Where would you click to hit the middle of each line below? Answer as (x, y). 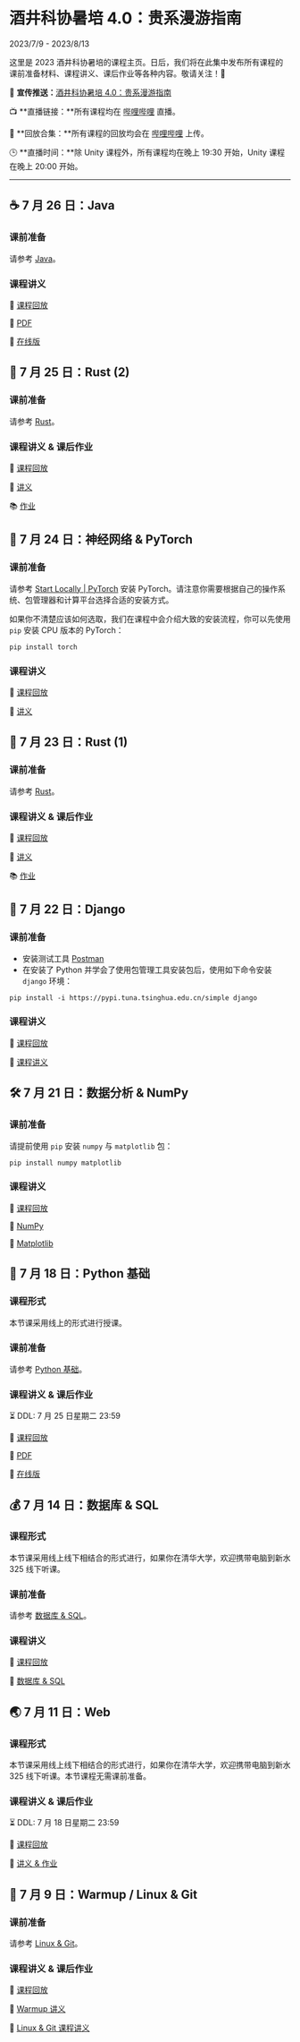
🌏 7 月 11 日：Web (60, 1712)
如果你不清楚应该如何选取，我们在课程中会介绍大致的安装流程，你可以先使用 (150, 619)
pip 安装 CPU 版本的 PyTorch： (67, 630)
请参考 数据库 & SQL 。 (50, 1616)
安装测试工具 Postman (63, 958)
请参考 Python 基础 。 (48, 1369)
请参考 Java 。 (35, 258)
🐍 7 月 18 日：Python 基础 (79, 1273)
